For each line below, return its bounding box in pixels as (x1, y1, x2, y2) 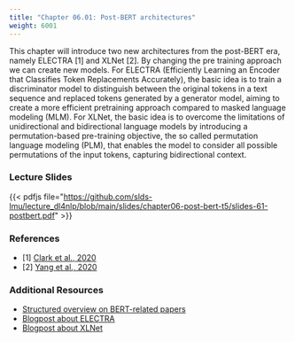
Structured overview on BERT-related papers (21, 304, 186, 315)
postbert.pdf (9, 210, 56, 221)
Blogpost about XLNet (21, 323, 104, 333)
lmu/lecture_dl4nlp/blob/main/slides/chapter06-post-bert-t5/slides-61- (9, 200, 268, 211)
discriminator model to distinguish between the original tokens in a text (9, 83, 268, 94)
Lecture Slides (9, 171, 73, 183)
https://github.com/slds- (63, 191, 153, 202)
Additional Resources (9, 284, 104, 297)
